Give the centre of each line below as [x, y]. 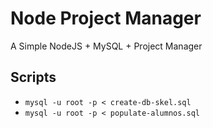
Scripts [33, 77]
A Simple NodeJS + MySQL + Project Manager [106, 46]
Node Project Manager [106, 18]
